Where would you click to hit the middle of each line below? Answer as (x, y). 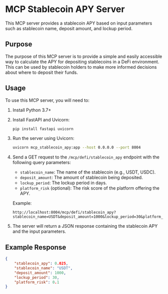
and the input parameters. (39, 231)
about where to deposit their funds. (42, 72)
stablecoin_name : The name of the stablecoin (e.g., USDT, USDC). (88, 172)
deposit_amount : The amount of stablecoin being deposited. (81, 178)
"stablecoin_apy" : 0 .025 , (41, 263)
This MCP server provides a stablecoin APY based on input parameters (79, 23)
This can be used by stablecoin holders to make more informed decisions (81, 67)
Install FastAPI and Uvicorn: (41, 119)
